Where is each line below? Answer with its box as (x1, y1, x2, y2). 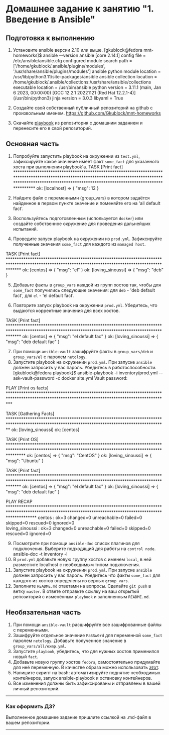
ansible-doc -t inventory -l (13, 551, 68, 557)
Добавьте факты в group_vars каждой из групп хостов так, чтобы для (13, 282, 161, 288)
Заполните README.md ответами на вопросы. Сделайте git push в (13, 583, 151, 589)
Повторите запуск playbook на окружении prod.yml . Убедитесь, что (13, 302, 157, 308)
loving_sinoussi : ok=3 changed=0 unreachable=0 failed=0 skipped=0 (6, 525, 151, 531)
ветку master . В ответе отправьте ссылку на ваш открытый (13, 588, 139, 594)
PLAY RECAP (6, 498, 33, 504)
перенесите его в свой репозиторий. (13, 125, 92, 131)
